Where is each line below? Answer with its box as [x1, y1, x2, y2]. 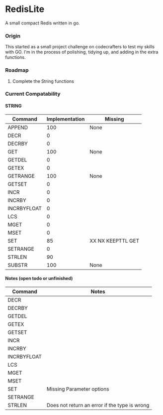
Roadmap [5, 67, 29, 74]
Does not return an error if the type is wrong [46, 402, 150, 409]
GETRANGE [7, 172, 35, 179]
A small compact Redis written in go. [5, 20, 81, 26]
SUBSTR [7, 262, 28, 269]
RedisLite [5, 3, 45, 15]
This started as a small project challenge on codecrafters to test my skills [5, 44, 155, 50]
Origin [5, 32, 21, 39]
